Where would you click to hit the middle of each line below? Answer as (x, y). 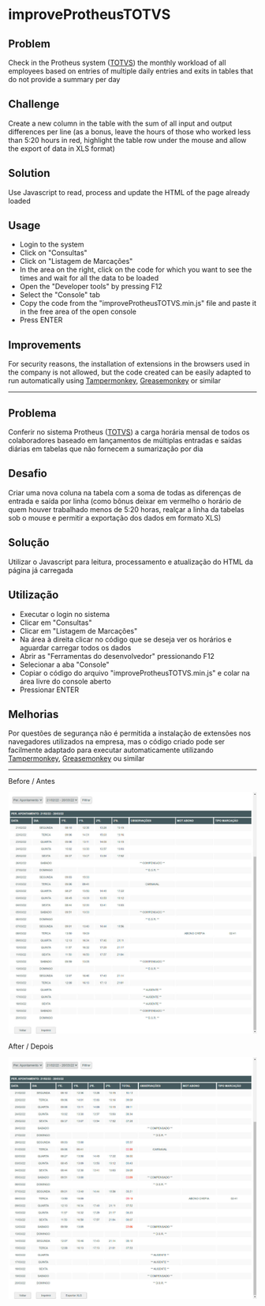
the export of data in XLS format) (62, 149)
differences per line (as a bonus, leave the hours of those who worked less (129, 131)
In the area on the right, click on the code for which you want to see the (136, 269)
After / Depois (31, 1046)
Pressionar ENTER (49, 690)
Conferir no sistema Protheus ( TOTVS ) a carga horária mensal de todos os (129, 432)
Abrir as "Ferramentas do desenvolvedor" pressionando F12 (117, 656)
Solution (29, 173)
